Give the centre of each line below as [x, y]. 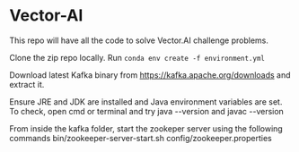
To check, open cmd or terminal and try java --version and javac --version [147, 111]
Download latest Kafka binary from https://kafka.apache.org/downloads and [150, 75]
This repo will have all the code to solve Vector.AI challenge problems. [139, 40]
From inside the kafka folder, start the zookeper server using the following [146, 128]
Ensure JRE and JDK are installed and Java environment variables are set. [146, 101]
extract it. [27, 84]
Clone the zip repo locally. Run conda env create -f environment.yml [137, 57]
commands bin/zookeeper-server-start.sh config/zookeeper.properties [141, 138]
